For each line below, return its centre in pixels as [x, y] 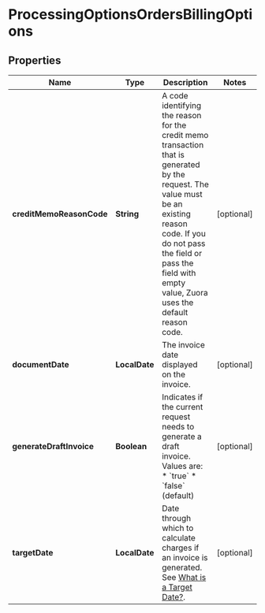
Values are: [182, 466]
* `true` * [179, 476]
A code [175, 96]
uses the [177, 303]
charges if [180, 548]
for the [174, 125]
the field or [182, 253]
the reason [181, 115]
